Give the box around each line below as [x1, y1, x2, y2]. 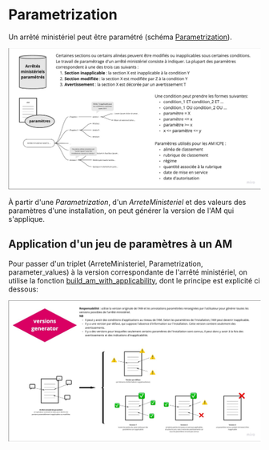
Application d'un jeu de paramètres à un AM [8, 238, 233, 251]
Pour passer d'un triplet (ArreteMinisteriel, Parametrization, [8, 259, 203, 268]
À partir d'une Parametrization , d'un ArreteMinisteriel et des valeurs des [8, 197, 247, 207]
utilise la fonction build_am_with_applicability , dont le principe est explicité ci [8, 275, 260, 285]
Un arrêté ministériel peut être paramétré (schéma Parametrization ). [8, 32, 232, 42]
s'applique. [8, 214, 46, 223]
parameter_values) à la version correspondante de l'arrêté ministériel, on [8, 267, 248, 277]
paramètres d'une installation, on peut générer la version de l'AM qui [8, 206, 235, 215]
